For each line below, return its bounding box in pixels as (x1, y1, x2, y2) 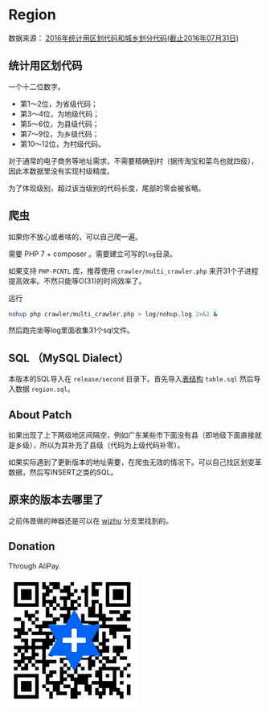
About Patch (8, 408, 72, 422)
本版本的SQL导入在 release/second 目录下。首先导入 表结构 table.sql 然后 (8, 374, 255, 384)
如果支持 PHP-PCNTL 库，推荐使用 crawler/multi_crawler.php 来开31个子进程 (8, 266, 259, 275)
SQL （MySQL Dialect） (8, 351, 129, 365)
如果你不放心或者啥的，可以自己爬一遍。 (8, 231, 142, 242)
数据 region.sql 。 (14, 384, 75, 394)
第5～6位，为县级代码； (19, 119, 100, 128)
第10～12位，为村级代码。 (19, 139, 106, 149)
